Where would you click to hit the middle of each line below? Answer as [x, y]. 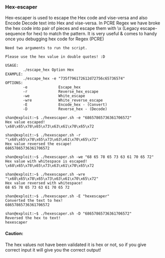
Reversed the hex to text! [33, 218]
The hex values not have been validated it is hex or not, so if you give [76, 245]
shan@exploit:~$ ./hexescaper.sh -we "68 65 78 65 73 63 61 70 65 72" [80, 157]
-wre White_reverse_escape [63, 101]
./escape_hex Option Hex [49, 70]
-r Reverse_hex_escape [61, 92]
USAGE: [12, 66]
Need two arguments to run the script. [46, 48]
